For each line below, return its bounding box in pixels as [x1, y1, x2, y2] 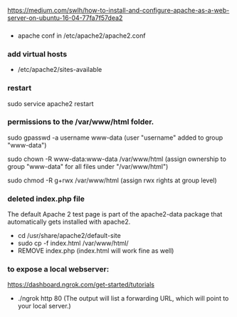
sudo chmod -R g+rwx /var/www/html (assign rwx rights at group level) [7, 176, 217, 185]
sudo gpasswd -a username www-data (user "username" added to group [7, 133, 223, 142]
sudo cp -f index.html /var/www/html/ [17, 239, 130, 248]
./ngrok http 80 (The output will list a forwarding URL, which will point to [17, 294, 229, 303]
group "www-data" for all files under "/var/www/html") [7, 162, 169, 170]
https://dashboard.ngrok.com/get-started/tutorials [7, 281, 155, 289]
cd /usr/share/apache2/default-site [17, 232, 121, 240]
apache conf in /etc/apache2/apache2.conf [17, 31, 146, 40]
